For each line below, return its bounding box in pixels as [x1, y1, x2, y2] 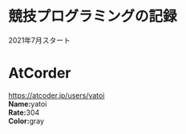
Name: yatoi [8, 99, 47, 108]
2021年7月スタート [8, 35, 71, 45]
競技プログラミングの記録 [8, 7, 178, 26]
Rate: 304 [8, 108, 40, 117]
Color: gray [8, 116, 45, 125]
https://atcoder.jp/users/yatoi [8, 90, 105, 100]
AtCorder [8, 64, 71, 83]
